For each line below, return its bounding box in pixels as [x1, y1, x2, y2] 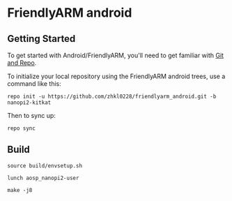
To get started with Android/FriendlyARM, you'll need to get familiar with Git [7, 51, 224, 59]
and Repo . [7, 59, 37, 67]
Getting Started [7, 33, 76, 45]
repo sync [7, 125, 36, 132]
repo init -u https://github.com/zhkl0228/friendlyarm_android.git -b [7, 93, 217, 100]
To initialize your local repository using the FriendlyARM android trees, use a [7, 72, 226, 80]
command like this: [7, 80, 61, 88]
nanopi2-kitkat [7, 99, 52, 106]
